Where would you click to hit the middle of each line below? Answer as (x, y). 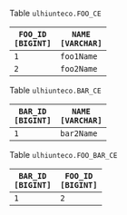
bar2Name (79, 134)
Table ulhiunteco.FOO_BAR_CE (63, 155)
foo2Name (79, 68)
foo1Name (79, 57)
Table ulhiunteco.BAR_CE (55, 90)
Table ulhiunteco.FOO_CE (55, 13)
